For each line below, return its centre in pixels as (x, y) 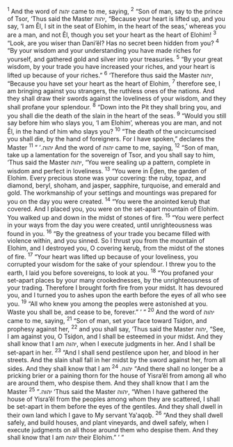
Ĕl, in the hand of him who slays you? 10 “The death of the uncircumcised (112, 131)
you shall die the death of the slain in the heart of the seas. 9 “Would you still (117, 115)
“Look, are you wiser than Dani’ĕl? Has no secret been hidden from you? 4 (113, 42)
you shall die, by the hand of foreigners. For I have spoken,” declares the (111, 139)
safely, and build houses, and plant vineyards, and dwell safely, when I (108, 422)
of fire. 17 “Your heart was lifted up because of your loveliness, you (103, 256)
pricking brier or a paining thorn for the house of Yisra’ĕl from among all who (117, 376)
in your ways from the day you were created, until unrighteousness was (110, 225)
